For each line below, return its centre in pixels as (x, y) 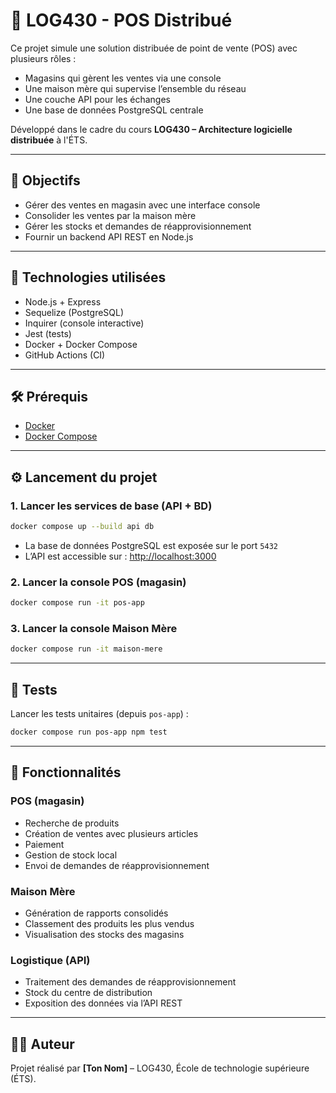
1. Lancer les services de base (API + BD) (111, 506)
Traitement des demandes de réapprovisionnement (130, 982)
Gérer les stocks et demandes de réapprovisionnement (138, 226)
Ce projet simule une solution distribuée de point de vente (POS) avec (154, 48)
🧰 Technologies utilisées (88, 277)
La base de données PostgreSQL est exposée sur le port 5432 (151, 545)
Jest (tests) (48, 333)
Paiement (44, 844)
